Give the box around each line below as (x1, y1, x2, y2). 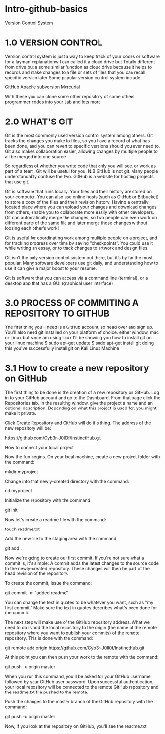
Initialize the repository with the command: (5, 497, 92, 503)
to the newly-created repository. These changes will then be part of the (5, 565, 150, 571)
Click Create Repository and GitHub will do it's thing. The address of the (5, 420, 151, 426)
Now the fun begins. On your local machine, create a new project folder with (5, 453, 160, 460)
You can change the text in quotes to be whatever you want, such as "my (5, 599, 154, 605)
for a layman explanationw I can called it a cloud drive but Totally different (5, 58, 155, 65)
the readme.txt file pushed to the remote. (5, 689, 89, 695)
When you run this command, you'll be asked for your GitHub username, (5, 673, 152, 679)
